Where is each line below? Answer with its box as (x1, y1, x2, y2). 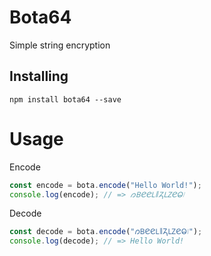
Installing (9, 68, 69, 85)
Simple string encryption (9, 39, 111, 51)
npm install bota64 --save (9, 94, 122, 105)
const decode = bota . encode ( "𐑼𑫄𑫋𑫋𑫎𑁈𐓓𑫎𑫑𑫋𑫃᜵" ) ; (9, 227, 203, 237)
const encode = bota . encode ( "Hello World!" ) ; (9, 180, 202, 190)
